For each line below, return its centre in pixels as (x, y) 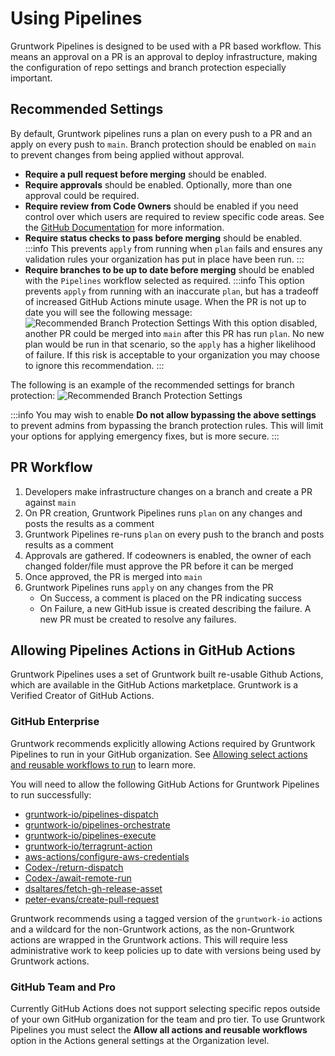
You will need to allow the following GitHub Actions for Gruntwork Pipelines (165, 784)
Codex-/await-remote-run (78, 878)
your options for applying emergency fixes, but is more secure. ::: (145, 436)
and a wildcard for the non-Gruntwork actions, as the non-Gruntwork (152, 929)
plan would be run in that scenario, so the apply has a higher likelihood (170, 344)
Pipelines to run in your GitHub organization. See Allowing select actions (159, 754)
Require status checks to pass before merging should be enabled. (163, 238)
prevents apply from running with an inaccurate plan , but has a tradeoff (172, 291)
